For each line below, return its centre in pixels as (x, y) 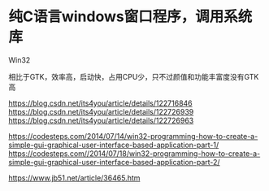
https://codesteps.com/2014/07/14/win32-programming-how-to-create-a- (133, 136)
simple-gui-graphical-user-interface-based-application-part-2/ (115, 162)
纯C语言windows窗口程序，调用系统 (130, 17)
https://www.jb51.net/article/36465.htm (74, 178)
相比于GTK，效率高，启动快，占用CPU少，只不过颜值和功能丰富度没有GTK (134, 76)
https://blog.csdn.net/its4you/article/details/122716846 (100, 103)
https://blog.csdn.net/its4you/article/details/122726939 (101, 111)
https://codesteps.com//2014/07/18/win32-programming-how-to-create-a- (134, 153)
